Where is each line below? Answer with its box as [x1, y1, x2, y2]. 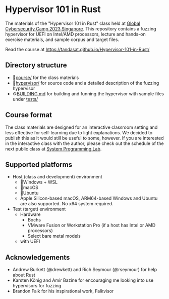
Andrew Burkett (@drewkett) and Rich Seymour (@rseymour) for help [12, 267, 157, 273]
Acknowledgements [5, 253, 70, 261]
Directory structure [5, 61, 67, 69]
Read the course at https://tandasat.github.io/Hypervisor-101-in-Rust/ [5, 46, 150, 52]
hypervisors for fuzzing [12, 283, 62, 289]
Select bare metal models [27, 233, 81, 239]
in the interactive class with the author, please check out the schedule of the [5, 140, 164, 146]
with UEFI [20, 238, 40, 244]
